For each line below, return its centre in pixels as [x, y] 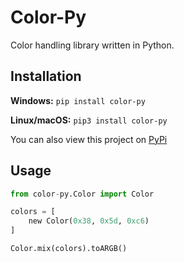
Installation [46, 76]
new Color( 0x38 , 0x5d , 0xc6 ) [89, 221]
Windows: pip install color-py [78, 100]
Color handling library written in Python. [92, 45]
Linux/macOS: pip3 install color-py [89, 120]
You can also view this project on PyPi [89, 139]
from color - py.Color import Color [82, 194]
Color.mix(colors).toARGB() [69, 249]
